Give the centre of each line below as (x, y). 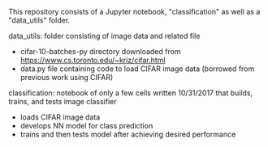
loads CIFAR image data (60, 117)
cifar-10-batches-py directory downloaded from (100, 51)
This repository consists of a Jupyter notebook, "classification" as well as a (134, 12)
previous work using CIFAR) (67, 77)
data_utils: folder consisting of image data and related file (104, 36)
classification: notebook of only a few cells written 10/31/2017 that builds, (131, 93)
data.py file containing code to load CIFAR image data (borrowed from (137, 69)
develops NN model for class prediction (86, 126)
